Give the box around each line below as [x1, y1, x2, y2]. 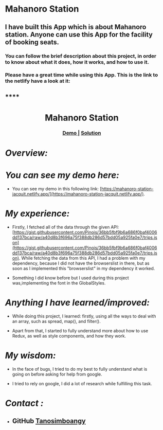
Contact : [5, 398, 44, 409]
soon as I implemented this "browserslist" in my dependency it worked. [12, 265, 155, 271]
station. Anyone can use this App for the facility [5, 30, 153, 38]
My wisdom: [5, 350, 56, 361]
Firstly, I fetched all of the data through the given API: [12, 224, 119, 230]
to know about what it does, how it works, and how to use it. [5, 58, 149, 65]
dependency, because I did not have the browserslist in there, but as [12, 260, 150, 266]
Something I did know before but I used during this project [12, 275, 129, 281]
